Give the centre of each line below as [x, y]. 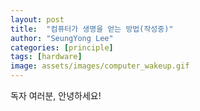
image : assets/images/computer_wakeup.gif [100, 66]
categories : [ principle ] [62, 47]
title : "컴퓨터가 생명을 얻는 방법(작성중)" [92, 29]
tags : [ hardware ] [46, 57]
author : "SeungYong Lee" [62, 38]
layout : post [37, 19]
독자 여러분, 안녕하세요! [56, 95]
